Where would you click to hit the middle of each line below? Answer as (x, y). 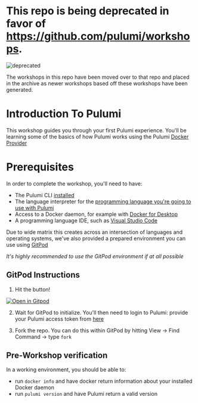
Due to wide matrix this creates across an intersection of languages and (95, 232)
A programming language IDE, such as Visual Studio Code (86, 220)
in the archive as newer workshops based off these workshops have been (97, 83)
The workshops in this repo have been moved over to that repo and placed (98, 77)
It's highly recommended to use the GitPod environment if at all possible (95, 256)
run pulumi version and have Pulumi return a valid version (86, 394)
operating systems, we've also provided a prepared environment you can (96, 238)
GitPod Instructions (43, 275)
